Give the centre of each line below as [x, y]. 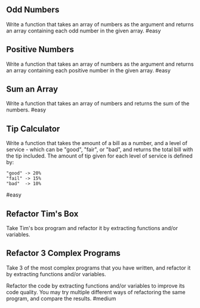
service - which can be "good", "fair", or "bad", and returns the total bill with [100, 150]
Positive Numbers [40, 49]
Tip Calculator [33, 129]
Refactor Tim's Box [42, 214]
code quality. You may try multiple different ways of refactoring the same [96, 292]
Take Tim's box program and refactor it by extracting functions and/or [92, 228]
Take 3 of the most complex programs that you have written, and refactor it [99, 268]
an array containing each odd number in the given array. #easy [84, 31]
